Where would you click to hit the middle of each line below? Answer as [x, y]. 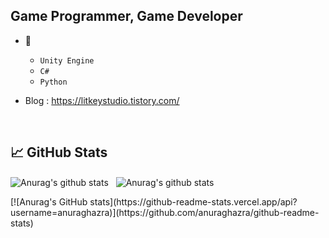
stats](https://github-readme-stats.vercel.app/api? [193, 202]
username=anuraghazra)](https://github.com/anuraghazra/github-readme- [165, 213]
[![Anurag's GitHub [49, 202]
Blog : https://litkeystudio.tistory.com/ [102, 100]
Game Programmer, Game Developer [126, 16]
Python [53, 82]
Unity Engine [67, 60]
